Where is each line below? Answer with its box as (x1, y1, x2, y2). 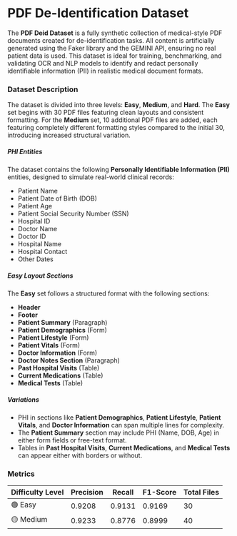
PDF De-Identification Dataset (7, 5, 189, 21)
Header (17, 303, 41, 312)
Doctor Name (17, 225, 58, 233)
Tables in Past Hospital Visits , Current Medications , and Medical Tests (17, 444, 231, 452)
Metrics (7, 469, 35, 479)
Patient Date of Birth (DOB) (17, 194, 98, 203)
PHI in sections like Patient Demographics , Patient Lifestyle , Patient (17, 413, 221, 422)
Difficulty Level (11, 487, 64, 497)
